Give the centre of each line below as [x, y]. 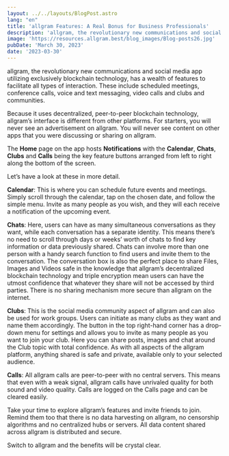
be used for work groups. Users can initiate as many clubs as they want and [114, 318]
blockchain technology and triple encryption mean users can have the [106, 275]
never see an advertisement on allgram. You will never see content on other [113, 128]
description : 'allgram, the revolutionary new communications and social [114, 33]
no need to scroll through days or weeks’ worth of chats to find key [102, 239]
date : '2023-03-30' [35, 52]
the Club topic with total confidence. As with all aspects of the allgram [106, 347]
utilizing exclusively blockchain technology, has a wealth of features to [106, 78]
